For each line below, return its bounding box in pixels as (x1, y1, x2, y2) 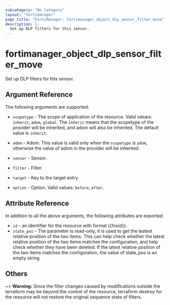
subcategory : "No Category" (5, 7, 65, 13)
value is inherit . (12, 130, 48, 136)
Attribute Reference (5, 199, 70, 208)
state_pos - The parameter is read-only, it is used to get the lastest (12, 228, 153, 234)
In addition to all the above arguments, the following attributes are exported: (5, 213, 164, 219)
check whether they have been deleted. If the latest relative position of (12, 244, 161, 250)
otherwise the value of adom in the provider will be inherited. (12, 145, 140, 151)
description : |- (5, 21, 40, 27)
